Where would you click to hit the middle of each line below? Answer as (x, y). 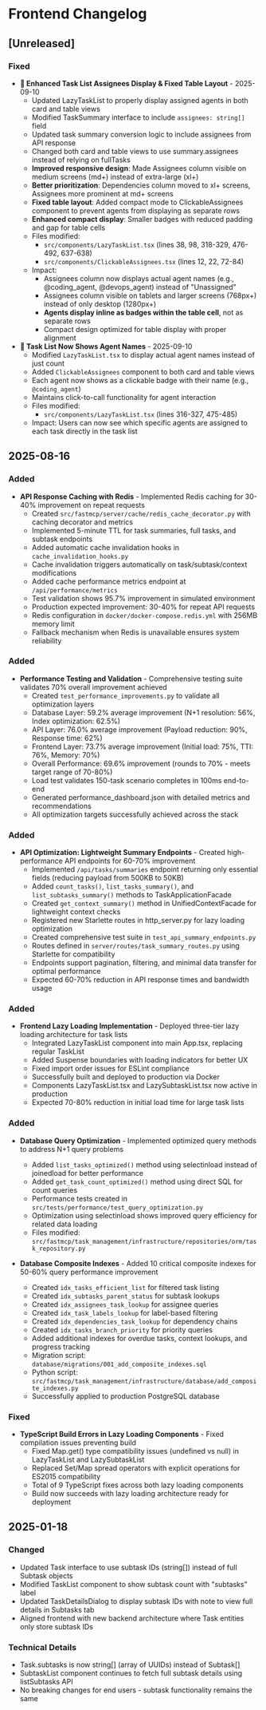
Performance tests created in (79, 1198)
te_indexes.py (55, 1388)
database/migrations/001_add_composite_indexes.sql (119, 1364)
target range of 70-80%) (72, 772)
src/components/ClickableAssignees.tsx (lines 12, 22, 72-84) (144, 261)
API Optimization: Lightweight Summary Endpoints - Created (122, 853)
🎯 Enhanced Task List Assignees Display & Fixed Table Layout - (126, 83)
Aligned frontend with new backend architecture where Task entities (132, 1618)
